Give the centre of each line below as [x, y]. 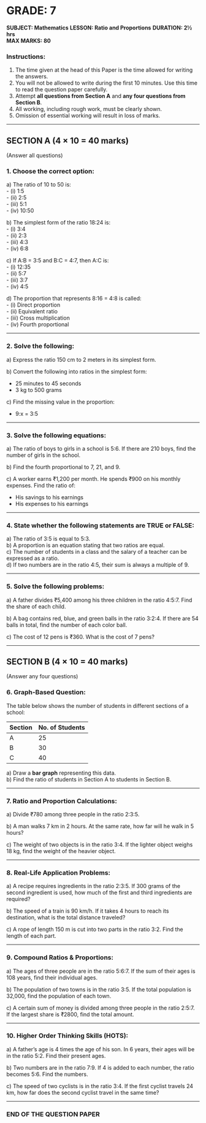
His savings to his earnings [49, 497]
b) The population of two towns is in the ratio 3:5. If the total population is [99, 989]
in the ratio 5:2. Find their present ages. [56, 1056]
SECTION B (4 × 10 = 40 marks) [67, 661]
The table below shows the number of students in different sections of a [97, 705]
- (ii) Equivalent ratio [32, 312]
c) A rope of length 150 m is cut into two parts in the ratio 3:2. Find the [95, 929]
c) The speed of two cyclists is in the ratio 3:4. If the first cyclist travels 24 [100, 1086]
